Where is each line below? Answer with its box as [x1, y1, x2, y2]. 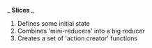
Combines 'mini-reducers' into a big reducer [17, 27, 145, 35]
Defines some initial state [17, 19, 91, 27]
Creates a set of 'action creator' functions [17, 34, 138, 42]
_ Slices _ [7, 6, 35, 14]
